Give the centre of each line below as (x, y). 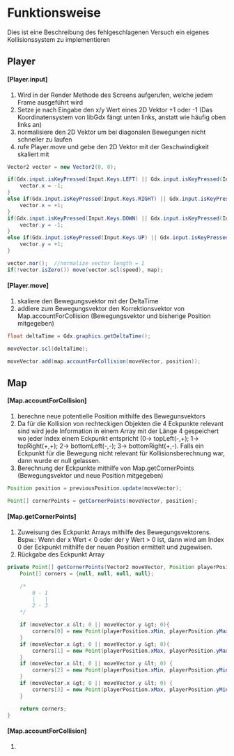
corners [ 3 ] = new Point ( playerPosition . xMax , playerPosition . (124, 689)
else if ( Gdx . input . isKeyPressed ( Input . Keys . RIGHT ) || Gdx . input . (104, 199)
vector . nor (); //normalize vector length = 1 (76, 263)
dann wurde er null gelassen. (59, 461)
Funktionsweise (54, 13)
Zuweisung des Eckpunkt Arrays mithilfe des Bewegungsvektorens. (114, 532)
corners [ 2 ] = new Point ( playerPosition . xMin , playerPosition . (124, 670)
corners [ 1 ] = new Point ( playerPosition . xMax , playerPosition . (124, 651)
